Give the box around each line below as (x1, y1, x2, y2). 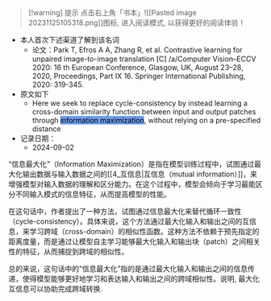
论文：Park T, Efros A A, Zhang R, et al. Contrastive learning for (31, 45, 243, 55)
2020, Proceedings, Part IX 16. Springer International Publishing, (31, 72, 246, 80)
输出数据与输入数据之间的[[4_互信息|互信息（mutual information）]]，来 (22, 169, 258, 179)
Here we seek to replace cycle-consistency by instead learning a (31, 98, 248, 108)
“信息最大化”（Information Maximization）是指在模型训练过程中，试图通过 (8, 159, 255, 168)
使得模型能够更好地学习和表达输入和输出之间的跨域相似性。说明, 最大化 (22, 274, 260, 283)
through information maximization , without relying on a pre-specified (31, 116, 261, 125)
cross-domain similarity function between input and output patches (31, 107, 256, 116)
